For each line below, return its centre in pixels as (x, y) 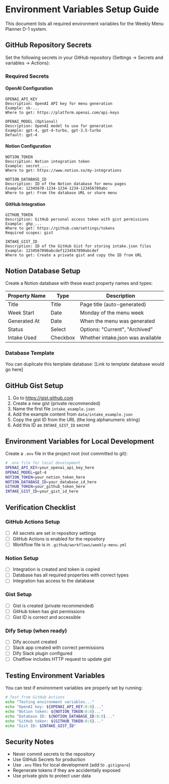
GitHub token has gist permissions (49, 611)
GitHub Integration (25, 204)
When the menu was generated (117, 321)
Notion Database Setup (43, 271)
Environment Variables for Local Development (80, 441)
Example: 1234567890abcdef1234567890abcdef (52, 251)
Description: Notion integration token (48, 162)
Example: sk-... (22, 108)
